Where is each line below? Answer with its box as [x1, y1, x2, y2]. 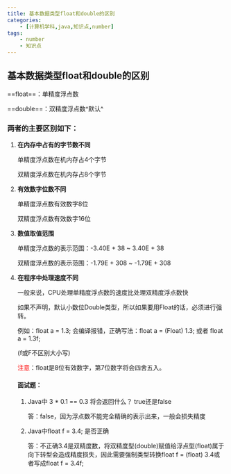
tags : [7, 29, 23, 37]
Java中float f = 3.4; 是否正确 [27, 427, 110, 435]
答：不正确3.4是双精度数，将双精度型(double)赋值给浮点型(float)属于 [27, 442, 225, 450]
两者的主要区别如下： [7, 123, 78, 133]
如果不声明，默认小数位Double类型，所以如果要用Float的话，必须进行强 [17, 303, 223, 311]
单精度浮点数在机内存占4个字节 [17, 156, 107, 164]
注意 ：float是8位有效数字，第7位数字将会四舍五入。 [17, 363, 165, 372]
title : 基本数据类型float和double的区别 [7, 10, 115, 17]
